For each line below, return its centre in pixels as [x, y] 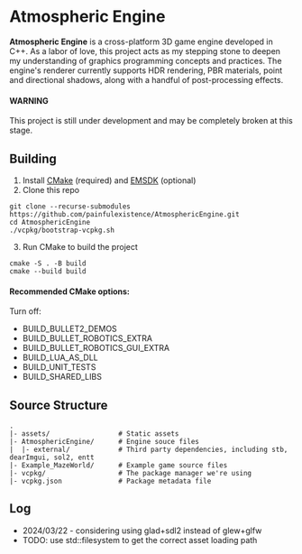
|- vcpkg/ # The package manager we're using [131, 473]
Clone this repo [50, 189]
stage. [21, 130]
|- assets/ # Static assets [94, 434]
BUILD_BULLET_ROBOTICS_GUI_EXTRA [96, 348]
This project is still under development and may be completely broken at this [151, 121]
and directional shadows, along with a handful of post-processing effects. [146, 79]
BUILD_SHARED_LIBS [62, 377]
